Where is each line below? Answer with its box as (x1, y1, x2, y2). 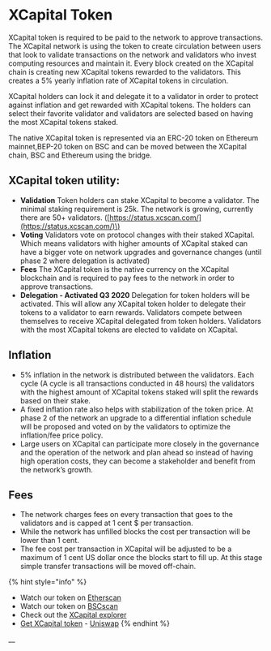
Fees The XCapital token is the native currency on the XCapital (19, 264, 229, 274)
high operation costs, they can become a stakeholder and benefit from (19, 456, 256, 466)
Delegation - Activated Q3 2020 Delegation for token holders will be (19, 290, 251, 300)
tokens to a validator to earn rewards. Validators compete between (19, 307, 243, 317)
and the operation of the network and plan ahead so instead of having (19, 447, 253, 457)
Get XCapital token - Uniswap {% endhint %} (19, 619, 171, 628)
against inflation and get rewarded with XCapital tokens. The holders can (8, 100, 251, 110)
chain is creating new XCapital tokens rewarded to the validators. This (8, 67, 241, 76)
